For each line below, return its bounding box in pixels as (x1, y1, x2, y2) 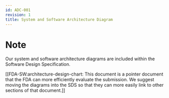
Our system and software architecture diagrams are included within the (5, 56, 155, 62)
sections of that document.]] (5, 87, 65, 93)
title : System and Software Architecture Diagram (5, 17, 113, 22)
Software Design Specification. (5, 61, 70, 67)
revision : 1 (5, 12, 31, 17)
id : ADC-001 (5, 7, 31, 13)
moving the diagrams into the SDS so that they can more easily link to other (5, 82, 164, 88)
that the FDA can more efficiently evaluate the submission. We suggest (5, 77, 155, 83)
